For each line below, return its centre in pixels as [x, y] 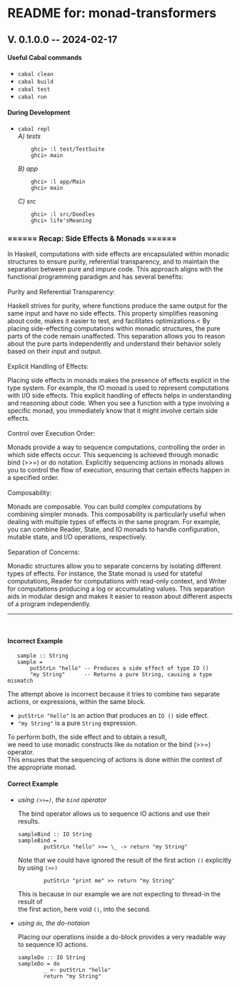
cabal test [34, 89]
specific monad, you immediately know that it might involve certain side [112, 411]
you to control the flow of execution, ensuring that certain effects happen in [119, 470]
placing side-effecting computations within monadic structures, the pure [114, 329]
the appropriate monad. [42, 767]
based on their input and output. [55, 351]
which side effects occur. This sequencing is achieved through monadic [113, 455]
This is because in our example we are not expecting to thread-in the [119, 893]
